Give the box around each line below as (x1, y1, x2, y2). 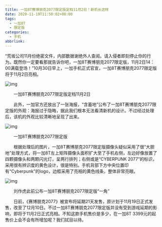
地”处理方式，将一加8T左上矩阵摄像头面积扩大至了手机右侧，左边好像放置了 (5, 150, 157, 156)
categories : (5, 30, 29, 35)
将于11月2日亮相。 (5, 71, 41, 77)
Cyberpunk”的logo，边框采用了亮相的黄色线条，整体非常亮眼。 (11, 168, 138, 174)
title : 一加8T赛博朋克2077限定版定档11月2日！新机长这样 (5, 7, 109, 12)
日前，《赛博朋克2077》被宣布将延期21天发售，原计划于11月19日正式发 (13, 198, 153, 204)
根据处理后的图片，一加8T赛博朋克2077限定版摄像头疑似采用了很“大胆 (13, 144, 155, 149)
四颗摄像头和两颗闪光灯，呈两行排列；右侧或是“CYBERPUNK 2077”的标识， (5, 156, 157, 162)
